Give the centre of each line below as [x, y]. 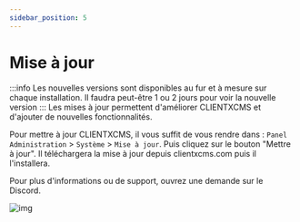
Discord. [25, 190]
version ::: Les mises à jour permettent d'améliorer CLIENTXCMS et [135, 107]
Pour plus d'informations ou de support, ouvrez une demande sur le [136, 180]
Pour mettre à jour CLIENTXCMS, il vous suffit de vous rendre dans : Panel [149, 134]
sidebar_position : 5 [49, 18]
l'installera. [30, 163]
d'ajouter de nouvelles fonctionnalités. [81, 116]
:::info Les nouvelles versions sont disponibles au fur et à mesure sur [138, 88]
